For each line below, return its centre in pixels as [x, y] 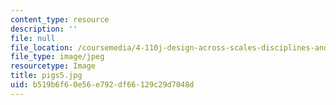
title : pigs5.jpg [46, 76]
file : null [33, 38]
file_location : [42, 47]
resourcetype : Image [53, 66]
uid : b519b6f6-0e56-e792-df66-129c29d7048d [102, 85]
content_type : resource [60, 19]
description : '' [44, 29]
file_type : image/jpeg [57, 57]
